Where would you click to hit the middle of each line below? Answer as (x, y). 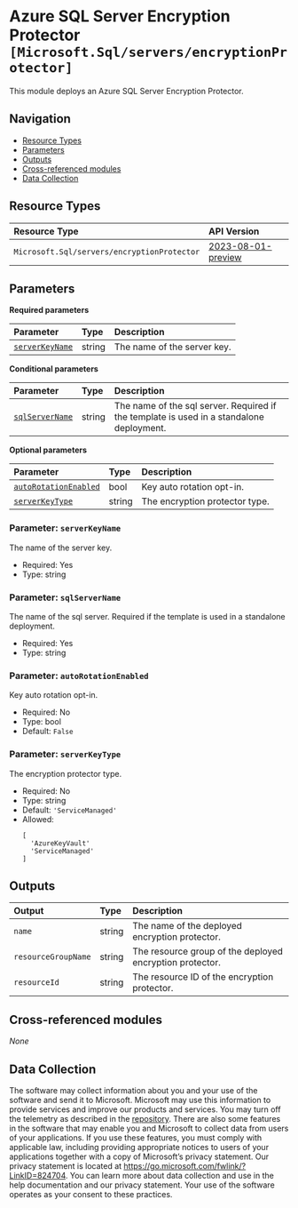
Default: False (47, 732)
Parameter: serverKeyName (65, 528)
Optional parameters (48, 450)
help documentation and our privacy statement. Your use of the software (142, 1185)
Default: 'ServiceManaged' (69, 810)
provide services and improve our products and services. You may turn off (145, 1109)
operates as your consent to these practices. (91, 1194)
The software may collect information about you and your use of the (133, 1090)
